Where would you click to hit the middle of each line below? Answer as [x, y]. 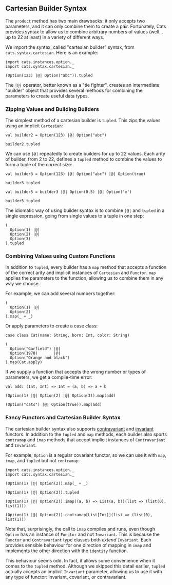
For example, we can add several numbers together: [61, 294]
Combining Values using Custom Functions [60, 256]
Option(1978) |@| [35, 354]
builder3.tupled [23, 183]
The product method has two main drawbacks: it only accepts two [75, 21]
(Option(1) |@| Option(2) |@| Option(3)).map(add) [61, 396]
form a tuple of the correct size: [39, 165]
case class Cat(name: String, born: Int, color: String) [68, 336]
